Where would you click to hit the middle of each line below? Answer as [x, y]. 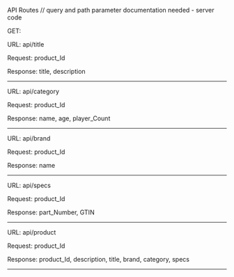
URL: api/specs [29, 185]
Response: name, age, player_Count [59, 118]
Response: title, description [46, 71]
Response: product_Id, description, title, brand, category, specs [99, 259]
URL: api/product [32, 232]
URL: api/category [33, 91]
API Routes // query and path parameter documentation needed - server [111, 10]
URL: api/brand [29, 138]
